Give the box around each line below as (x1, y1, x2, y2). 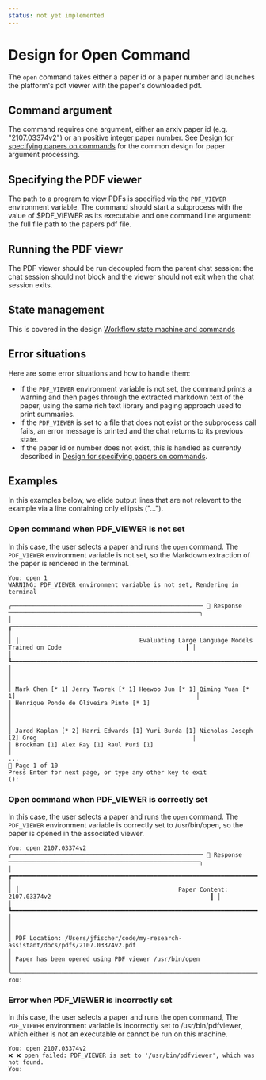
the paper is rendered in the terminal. (8, 558, 129, 568)
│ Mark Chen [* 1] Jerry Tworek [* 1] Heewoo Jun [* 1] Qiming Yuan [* (8, 685, 249, 693)
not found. (8, 1059, 44, 1066)
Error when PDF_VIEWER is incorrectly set (8, 994, 173, 1005)
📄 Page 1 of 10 (8, 762, 59, 769)
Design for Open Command (8, 45, 191, 64)
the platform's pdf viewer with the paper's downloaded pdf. (8, 80, 203, 90)
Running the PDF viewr (8, 242, 123, 256)
